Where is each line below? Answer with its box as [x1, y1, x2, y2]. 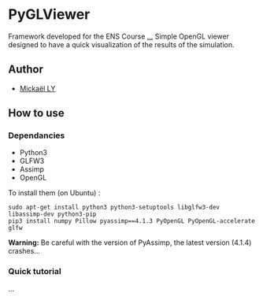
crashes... [8, 246, 41, 256]
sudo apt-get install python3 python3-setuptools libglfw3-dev [8, 203, 220, 212]
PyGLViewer [8, 6, 91, 24]
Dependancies [8, 130, 65, 141]
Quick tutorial [8, 266, 61, 277]
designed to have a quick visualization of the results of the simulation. [8, 39, 235, 49]
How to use [8, 106, 65, 120]
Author [8, 63, 43, 76]
